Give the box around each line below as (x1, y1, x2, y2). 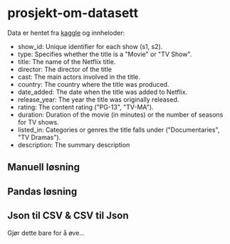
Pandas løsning (7, 185, 78, 197)
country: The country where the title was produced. (17, 80, 169, 88)
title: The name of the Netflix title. (17, 57, 116, 65)
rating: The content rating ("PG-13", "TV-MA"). (17, 102, 155, 111)
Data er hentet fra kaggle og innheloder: (7, 28, 125, 37)
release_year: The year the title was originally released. (17, 95, 179, 104)
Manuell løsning (7, 161, 80, 174)
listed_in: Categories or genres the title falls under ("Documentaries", (17, 125, 220, 134)
